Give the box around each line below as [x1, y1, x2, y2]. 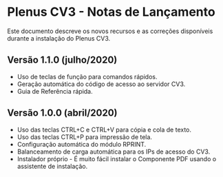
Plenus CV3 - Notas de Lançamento [7, 4, 215, 20]
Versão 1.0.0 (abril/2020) [7, 107, 118, 119]
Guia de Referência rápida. [17, 87, 93, 95]
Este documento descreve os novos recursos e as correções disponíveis [7, 27, 213, 35]
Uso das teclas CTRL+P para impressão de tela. [17, 132, 153, 141]
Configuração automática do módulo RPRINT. [17, 140, 147, 148]
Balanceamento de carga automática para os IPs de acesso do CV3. [17, 147, 211, 156]
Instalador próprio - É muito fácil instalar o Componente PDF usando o [17, 154, 217, 163]
